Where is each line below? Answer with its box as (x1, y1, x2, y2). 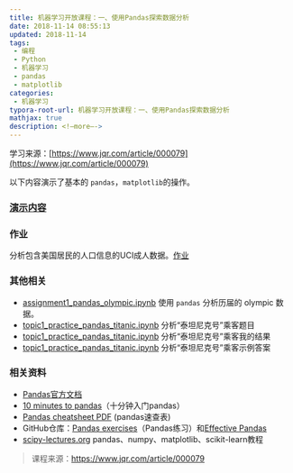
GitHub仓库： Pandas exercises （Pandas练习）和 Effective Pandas (22, 423, 268, 433)
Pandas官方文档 (22, 388, 83, 399)
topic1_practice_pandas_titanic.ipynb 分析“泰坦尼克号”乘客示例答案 (22, 341, 271, 352)
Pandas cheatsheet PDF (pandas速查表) (22, 411, 171, 422)
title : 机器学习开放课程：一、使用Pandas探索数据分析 (9, 13, 190, 23)
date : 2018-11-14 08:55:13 (9, 22, 111, 31)
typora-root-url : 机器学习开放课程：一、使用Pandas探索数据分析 (9, 105, 230, 114)
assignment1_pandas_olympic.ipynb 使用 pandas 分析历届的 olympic (22, 296, 274, 307)
